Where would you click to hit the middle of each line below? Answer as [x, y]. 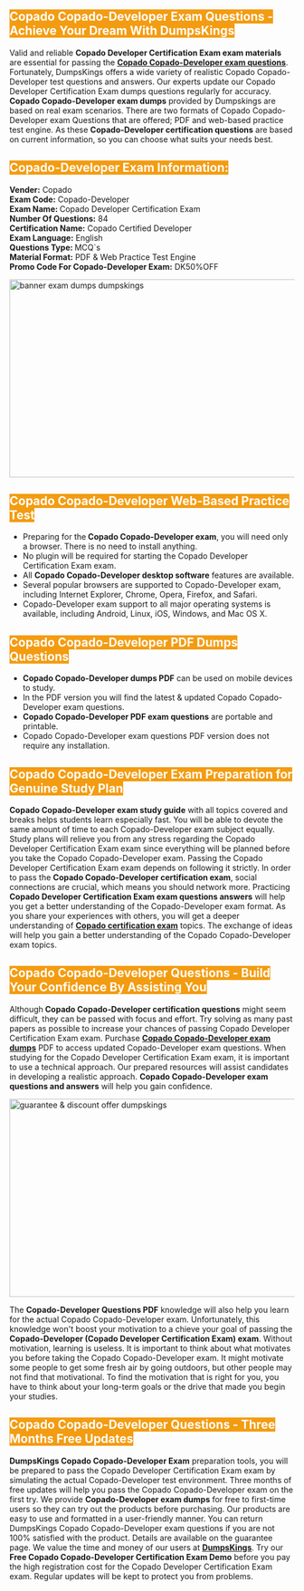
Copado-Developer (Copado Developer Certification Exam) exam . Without [151, 1338]
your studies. [34, 1396]
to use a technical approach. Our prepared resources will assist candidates [149, 1067]
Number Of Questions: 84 [59, 218]
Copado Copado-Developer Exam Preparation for [151, 774]
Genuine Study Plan [66, 788]
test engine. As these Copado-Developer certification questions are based [151, 129]
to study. [39, 688]
